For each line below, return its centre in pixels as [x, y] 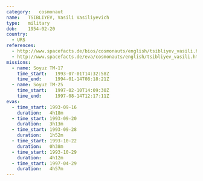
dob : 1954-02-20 [31, 29]
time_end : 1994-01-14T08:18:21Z [63, 79]
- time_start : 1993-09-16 [44, 107]
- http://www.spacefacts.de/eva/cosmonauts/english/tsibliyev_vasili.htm [106, 57]
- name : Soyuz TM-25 [37, 85]
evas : [13, 101]
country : [17, 34]
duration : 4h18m [40, 113]
